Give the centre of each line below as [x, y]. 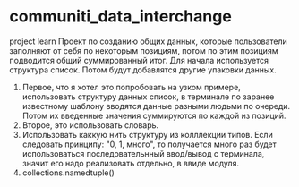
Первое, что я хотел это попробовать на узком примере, [132, 87]
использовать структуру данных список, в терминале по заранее [148, 97]
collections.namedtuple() [68, 173]
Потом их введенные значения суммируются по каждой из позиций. [154, 115]
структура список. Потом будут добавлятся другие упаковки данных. [143, 70]
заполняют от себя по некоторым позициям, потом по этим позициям [144, 50]
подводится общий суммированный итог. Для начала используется [139, 60]
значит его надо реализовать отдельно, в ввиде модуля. [131, 163]
